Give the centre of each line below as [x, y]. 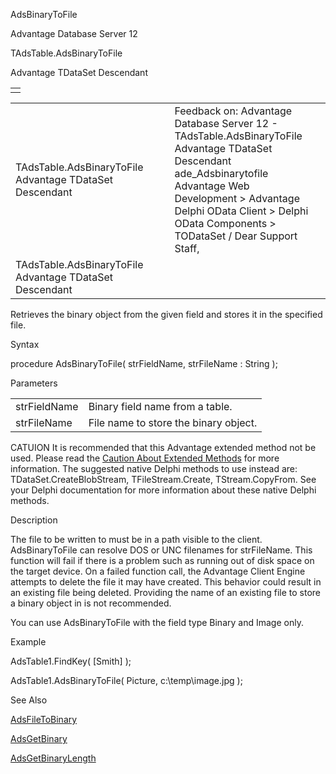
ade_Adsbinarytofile [221, 173]
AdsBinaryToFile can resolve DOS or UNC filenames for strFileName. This [161, 550]
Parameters [34, 383]
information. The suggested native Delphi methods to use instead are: [154, 468]
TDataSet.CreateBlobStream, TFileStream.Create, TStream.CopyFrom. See [163, 479]
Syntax [25, 344]
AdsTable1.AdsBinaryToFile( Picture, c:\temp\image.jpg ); [126, 680]
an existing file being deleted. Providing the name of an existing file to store [165, 592]
